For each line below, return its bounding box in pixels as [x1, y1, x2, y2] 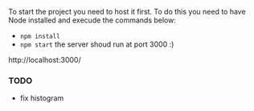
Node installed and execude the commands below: [8, 15, 177, 25]
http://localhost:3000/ [8, 55, 82, 64]
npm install [19, 32, 60, 40]
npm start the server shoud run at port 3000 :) [19, 39, 174, 49]
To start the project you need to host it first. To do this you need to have [8, 7, 247, 16]
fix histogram [19, 93, 64, 103]
